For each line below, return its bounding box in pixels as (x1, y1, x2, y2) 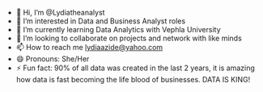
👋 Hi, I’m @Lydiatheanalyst (15, 8, 105, 17)
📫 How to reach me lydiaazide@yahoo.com (15, 43, 163, 52)
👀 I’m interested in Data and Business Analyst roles (15, 16, 186, 26)
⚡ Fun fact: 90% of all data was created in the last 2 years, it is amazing (15, 63, 255, 73)
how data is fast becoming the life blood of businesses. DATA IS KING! (15, 75, 251, 84)
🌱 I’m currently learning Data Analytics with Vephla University (15, 25, 221, 34)
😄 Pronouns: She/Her (15, 54, 90, 64)
